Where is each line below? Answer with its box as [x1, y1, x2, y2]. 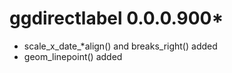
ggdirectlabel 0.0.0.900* [9, 7, 224, 30]
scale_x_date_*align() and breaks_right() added [23, 40, 218, 52]
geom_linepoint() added [23, 50, 123, 62]
